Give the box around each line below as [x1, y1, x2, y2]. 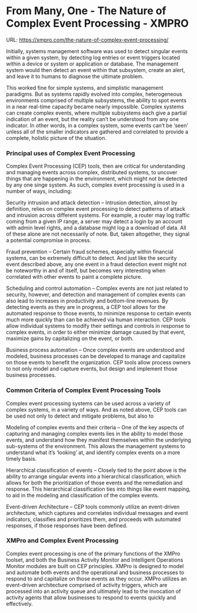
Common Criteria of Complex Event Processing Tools [6, 386, 161, 394]
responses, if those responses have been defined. [6, 521, 128, 529]
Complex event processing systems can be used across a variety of [6, 400, 171, 407]
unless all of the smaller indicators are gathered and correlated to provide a [6, 128, 189, 135]
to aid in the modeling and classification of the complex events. [6, 491, 159, 498]
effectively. [6, 600, 34, 607]
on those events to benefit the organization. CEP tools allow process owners [6, 359, 191, 366]
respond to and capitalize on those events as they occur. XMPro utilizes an [6, 575, 187, 582]
